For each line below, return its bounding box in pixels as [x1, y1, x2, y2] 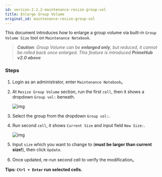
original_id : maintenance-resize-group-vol [5, 16, 95, 21]
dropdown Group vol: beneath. [12, 94, 75, 100]
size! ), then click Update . [12, 147, 62, 152]
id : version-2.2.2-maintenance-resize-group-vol [5, 7, 106, 12]
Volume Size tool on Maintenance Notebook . [5, 35, 91, 41]
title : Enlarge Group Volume [5, 12, 65, 17]
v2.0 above [17, 55, 41, 61]
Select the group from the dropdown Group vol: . [12, 113, 111, 119]
